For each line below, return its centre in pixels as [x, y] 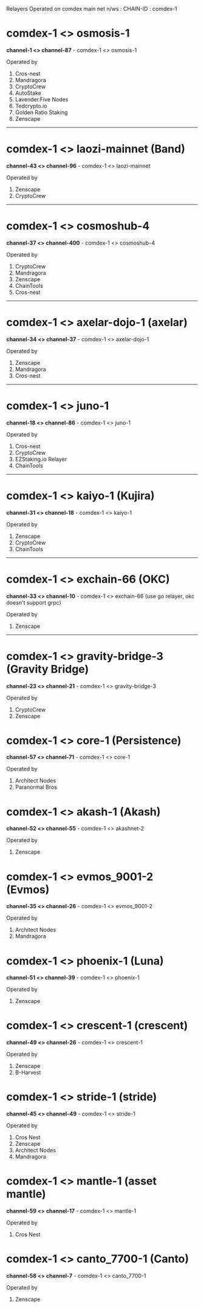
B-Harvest [28, 1073]
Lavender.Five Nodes [42, 99]
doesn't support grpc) [34, 602]
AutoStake [28, 93]
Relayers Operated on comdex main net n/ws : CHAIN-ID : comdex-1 [92, 9]
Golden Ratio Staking [41, 112]
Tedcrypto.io [31, 106]
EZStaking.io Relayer [41, 459]
